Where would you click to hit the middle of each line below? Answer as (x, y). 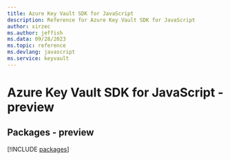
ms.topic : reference (37, 46)
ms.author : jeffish (35, 33)
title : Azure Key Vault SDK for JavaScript (71, 13)
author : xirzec (29, 26)
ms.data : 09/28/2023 (37, 39)
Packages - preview (51, 133)
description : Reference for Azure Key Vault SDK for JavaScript (101, 20)
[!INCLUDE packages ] (38, 149)
